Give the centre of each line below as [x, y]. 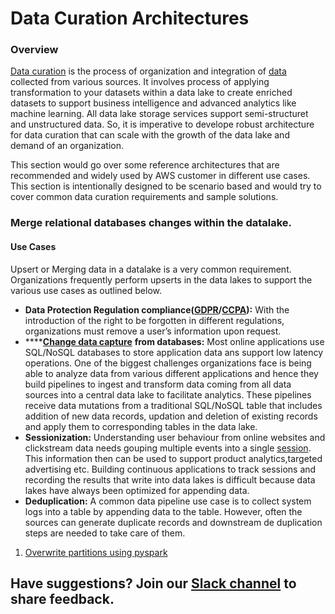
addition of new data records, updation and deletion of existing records [171, 416]
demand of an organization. [67, 146]
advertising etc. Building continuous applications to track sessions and [170, 469]
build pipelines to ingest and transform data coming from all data [158, 384]
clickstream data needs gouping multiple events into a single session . [168, 448]
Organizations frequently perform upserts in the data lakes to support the [161, 279]
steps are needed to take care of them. [105, 533]
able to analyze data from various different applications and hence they [171, 373]
